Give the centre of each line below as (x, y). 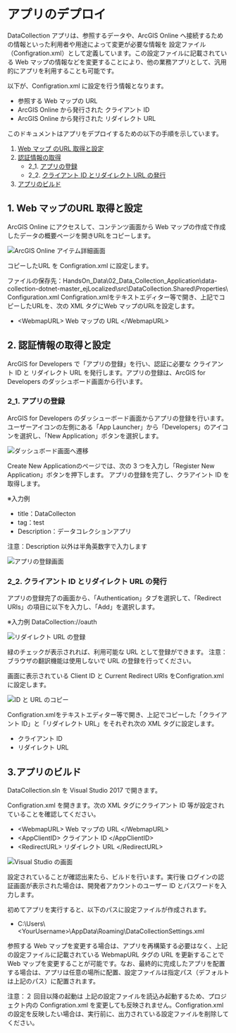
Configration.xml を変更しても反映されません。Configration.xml (132, 1005)
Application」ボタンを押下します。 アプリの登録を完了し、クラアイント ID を (118, 474)
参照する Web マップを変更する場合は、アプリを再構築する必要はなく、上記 (117, 945)
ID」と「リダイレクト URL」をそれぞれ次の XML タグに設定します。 (119, 724)
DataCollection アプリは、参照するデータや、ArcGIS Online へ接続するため (116, 35)
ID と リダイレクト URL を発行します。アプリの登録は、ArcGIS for (110, 373)
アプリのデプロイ (57, 14)
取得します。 (26, 483)
